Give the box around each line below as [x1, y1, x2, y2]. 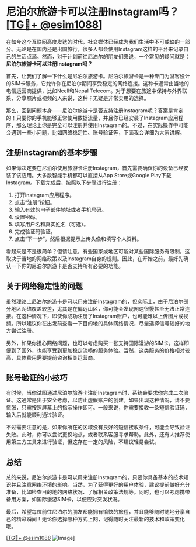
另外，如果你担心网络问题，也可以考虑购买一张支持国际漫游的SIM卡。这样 [6, 339, 184, 346]
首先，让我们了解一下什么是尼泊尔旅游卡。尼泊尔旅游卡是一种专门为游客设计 [6, 73, 190, 80]
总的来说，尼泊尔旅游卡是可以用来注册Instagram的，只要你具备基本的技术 [6, 474, 184, 481]
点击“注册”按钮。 [14, 198, 55, 205]
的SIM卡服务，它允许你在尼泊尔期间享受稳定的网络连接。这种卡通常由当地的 [6, 80, 190, 87]
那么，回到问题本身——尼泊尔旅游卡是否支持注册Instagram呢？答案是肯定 [6, 106, 184, 114]
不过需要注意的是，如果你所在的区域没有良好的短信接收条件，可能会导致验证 [6, 424, 190, 431]
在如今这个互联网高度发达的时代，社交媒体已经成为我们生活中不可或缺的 [6, 38, 180, 45]
